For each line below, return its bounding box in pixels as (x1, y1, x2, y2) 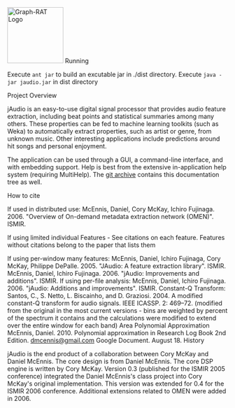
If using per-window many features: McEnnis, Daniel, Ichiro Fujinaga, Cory (7, 255, 221, 262)
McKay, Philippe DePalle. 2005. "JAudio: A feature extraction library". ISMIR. (7, 262, 226, 270)
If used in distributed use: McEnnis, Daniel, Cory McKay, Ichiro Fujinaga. (7, 205, 215, 213)
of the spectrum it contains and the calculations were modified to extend (7, 314, 217, 322)
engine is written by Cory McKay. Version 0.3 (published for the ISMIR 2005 (7, 365, 226, 373)
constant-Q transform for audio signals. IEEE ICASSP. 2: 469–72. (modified (7, 299, 222, 307)
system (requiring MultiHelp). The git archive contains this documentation (7, 171, 220, 178)
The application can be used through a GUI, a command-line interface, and (7, 155, 224, 164)
